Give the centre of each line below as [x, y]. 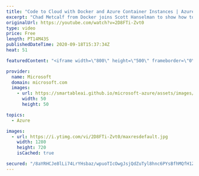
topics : [16, 115]
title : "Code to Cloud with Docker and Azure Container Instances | [92, 12]
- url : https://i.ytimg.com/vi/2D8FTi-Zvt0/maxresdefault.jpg [90, 136]
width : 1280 [31, 142]
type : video [21, 28]
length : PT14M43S [28, 39]
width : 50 [34, 99]
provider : [18, 71]
